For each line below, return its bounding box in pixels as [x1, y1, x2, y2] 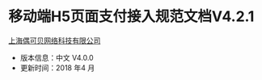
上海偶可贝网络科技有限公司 [8, 36, 101, 45]
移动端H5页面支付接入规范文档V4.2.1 [8, 7, 255, 26]
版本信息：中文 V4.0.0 [19, 53, 95, 62]
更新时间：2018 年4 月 [19, 62, 95, 73]
